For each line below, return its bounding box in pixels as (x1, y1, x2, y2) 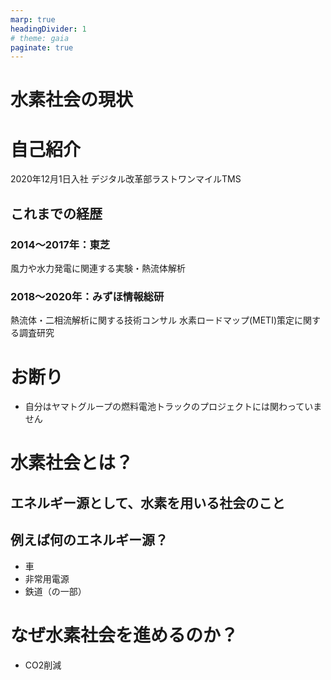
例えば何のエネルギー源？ (10, 532, 168, 549)
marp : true (10, 14, 56, 25)
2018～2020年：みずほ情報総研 (10, 289, 165, 303)
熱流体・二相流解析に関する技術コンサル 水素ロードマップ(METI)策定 (10, 314, 295, 326)
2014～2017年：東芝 (10, 237, 111, 251)
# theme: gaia (10, 33, 70, 43)
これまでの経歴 (10, 205, 103, 222)
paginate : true (10, 42, 74, 53)
